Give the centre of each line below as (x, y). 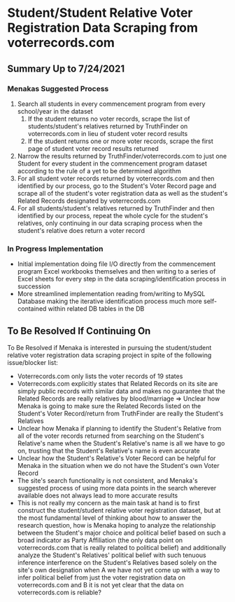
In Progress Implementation (55, 248)
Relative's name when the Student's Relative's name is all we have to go (121, 443)
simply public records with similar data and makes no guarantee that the (121, 391)
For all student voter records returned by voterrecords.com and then (116, 178)
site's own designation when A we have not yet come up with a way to (119, 570)
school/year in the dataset (55, 111)
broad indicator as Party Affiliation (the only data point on (100, 540)
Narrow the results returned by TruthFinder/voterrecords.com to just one (122, 156)
